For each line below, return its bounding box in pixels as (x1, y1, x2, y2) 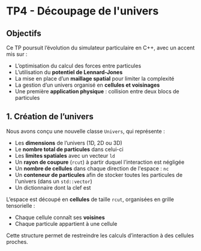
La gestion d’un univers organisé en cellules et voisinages (14, 81, 160, 88)
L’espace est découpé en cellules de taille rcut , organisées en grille (6, 196, 175, 203)
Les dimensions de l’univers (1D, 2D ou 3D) (14, 139, 123, 146)
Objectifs (6, 28, 42, 39)
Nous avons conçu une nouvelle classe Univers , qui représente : (6, 128, 165, 135)
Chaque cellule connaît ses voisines (14, 214, 105, 221)
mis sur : (6, 51, 28, 58)
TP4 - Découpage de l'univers (6, 4, 159, 18)
